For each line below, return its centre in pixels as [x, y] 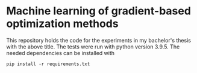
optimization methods [62, 24]
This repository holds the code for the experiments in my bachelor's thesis [99, 40]
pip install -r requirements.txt [48, 64]
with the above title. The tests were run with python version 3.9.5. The [93, 47]
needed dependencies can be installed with [61, 53]
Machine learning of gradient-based [99, 11]
